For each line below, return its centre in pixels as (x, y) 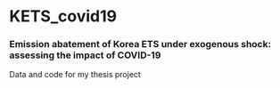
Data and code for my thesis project (75, 75)
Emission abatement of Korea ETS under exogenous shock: (140, 44)
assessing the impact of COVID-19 (85, 55)
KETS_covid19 (63, 16)
